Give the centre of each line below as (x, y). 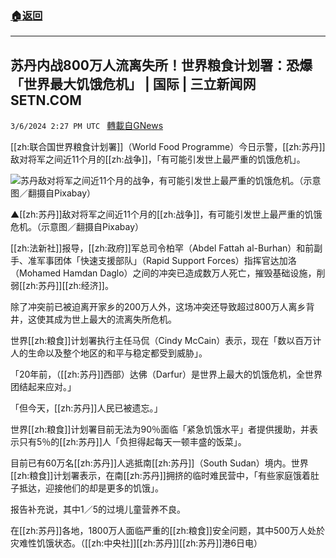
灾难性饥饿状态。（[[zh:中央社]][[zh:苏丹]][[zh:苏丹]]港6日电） (136, 543)
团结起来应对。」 (43, 387)
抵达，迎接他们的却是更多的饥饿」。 (91, 488)
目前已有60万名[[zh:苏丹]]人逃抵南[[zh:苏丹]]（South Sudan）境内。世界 (159, 463)
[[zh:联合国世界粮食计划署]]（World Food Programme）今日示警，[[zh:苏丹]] (168, 147)
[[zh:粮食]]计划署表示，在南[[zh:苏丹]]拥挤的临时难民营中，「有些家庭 (151, 476)
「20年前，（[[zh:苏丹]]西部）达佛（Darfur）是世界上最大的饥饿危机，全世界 (166, 374)
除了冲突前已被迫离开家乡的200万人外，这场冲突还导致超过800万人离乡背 (162, 307)
